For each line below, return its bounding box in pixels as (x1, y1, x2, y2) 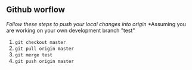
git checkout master (14, 39, 66, 45)
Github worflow (6, 5, 66, 15)
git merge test (14, 52, 53, 58)
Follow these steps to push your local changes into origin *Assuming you (6, 20, 187, 27)
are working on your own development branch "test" (6, 27, 135, 34)
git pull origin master (14, 46, 75, 52)
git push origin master (14, 58, 75, 64)
